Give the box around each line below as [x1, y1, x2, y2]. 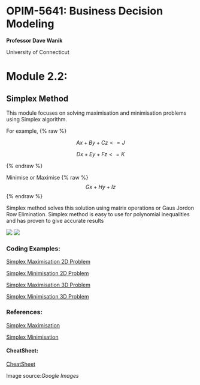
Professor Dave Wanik [6, 37, 63, 44]
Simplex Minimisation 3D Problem [6, 293, 89, 300]
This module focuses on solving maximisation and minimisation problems [6, 109, 187, 117]
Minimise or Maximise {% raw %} [6, 174, 89, 181]
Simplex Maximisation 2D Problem [6, 258, 91, 265]
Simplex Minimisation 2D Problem [6, 270, 89, 277]
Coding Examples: [6, 244, 61, 253]
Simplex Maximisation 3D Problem [6, 281, 91, 289]
